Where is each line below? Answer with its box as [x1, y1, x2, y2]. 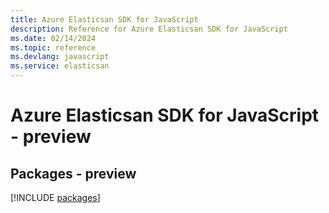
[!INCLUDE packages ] [10, 192, 101, 203]
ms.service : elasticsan [10, 61, 110, 71]
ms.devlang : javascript [10, 52, 110, 62]
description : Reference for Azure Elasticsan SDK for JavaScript [10, 24, 288, 34]
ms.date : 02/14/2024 [10, 33, 97, 43]
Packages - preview [10, 165, 137, 182]
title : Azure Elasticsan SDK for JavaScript [10, 14, 199, 25]
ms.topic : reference [10, 42, 97, 53]
